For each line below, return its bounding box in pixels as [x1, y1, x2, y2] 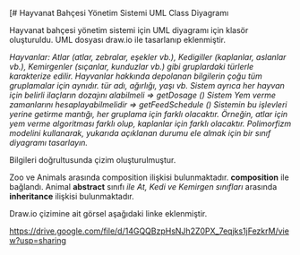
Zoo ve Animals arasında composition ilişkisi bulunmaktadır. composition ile [9, 172, 289, 183]
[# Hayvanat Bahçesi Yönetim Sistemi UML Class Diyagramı [9, 8, 229, 18]
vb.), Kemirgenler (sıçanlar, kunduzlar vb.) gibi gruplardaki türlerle [9, 62, 254, 72]
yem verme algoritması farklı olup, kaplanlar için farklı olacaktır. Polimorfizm [9, 118, 292, 129]
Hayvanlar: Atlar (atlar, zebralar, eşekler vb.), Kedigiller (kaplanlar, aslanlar [9, 52, 287, 62]
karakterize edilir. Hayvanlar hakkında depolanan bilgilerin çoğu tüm [9, 71, 262, 81]
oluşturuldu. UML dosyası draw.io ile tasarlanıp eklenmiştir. [9, 35, 227, 45]
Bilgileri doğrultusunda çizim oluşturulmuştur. [9, 155, 176, 165]
